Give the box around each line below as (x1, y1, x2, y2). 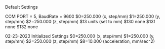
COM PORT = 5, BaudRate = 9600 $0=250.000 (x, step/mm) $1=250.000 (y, (5, 14, 161, 19)
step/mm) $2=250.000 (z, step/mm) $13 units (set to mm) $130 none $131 (5, 19, 156, 24)
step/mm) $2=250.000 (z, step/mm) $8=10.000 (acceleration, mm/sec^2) (5, 38, 155, 44)
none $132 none (5, 24, 38, 30)
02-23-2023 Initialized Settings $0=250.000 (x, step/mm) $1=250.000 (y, (5, 33, 155, 39)
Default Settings (5, 4, 38, 10)
